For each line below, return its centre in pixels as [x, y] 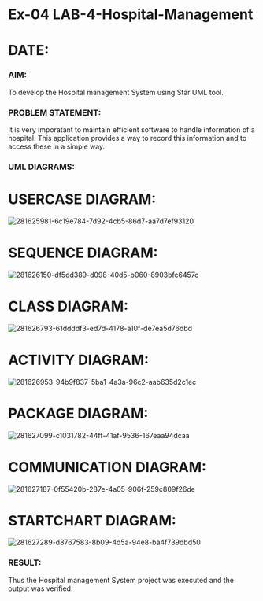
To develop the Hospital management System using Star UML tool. [116, 92]
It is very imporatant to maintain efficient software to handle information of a [132, 129]
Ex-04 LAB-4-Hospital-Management [131, 15]
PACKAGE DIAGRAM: [78, 413]
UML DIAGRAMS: [41, 167]
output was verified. [41, 588]
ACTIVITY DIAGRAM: [79, 360]
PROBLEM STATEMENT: [55, 112]
